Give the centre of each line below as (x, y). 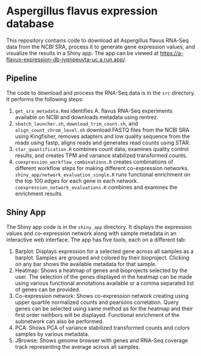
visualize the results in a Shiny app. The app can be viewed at (82, 53)
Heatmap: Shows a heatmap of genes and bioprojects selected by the (101, 270)
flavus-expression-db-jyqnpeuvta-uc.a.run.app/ (65, 59)
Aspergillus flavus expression (82, 11)
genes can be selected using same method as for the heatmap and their (104, 308)
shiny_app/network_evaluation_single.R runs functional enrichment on (103, 174)
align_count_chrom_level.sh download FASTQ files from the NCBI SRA (102, 129)
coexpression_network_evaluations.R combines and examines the (96, 187)
